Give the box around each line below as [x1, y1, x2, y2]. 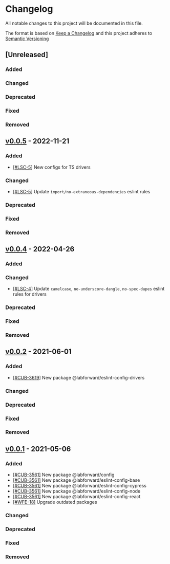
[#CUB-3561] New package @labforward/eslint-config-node [12, 488, 141, 494]
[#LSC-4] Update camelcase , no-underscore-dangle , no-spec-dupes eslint [12, 286, 165, 292]
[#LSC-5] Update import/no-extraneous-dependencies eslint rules [12, 188, 151, 194]
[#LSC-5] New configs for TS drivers [12, 164, 91, 170]
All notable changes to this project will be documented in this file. [5, 20, 143, 26]
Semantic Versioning [5, 35, 49, 42]
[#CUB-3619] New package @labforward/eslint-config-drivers [12, 374, 145, 380]
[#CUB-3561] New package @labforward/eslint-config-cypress [12, 483, 147, 489]
